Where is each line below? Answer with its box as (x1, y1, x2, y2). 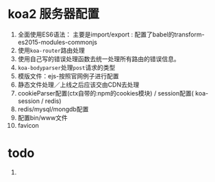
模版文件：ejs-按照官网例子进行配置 (17, 71, 119, 80)
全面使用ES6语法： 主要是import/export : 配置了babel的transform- (17, 30, 205, 38)
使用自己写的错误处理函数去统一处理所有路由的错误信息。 (17, 54, 180, 62)
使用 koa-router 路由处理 (17, 46, 85, 54)
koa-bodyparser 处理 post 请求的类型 (17, 63, 116, 71)
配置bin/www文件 (17, 113, 68, 122)
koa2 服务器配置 (8, 6, 100, 22)
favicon (17, 121, 40, 129)
